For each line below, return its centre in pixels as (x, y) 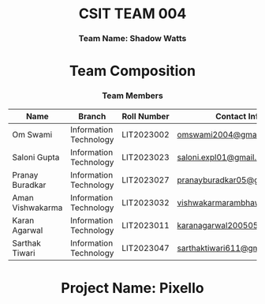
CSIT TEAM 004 (132, 14)
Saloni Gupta (36, 157)
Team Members (132, 96)
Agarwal (28, 230)
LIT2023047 (146, 248)
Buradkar (29, 185)
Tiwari (24, 253)
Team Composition (132, 71)
